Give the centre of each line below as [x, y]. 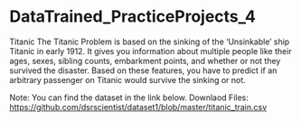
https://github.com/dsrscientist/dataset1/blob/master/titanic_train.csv [138, 107]
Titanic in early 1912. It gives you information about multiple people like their [150, 51]
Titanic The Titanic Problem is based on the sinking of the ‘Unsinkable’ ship [150, 42]
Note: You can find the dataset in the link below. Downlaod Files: [129, 98]
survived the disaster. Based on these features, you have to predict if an [143, 70]
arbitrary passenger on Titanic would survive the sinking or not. [127, 79]
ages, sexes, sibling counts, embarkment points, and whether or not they [145, 60]
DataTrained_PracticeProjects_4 [132, 17]
